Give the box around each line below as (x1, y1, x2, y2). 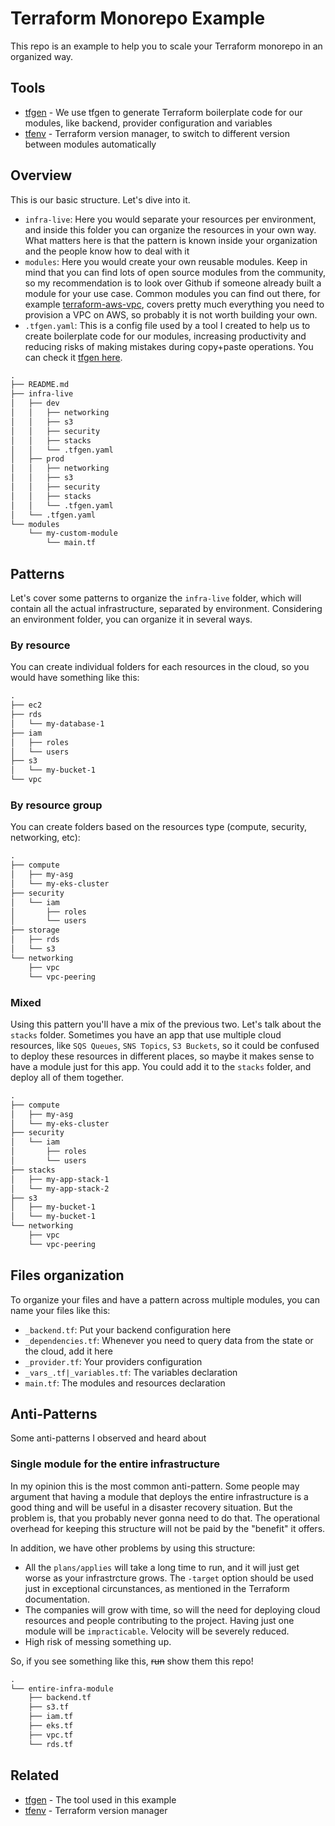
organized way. (10, 50, 74, 62)
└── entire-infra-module (10, 1683, 114, 1694)
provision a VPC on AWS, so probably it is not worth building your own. (24, 308, 318, 321)
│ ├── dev (10, 398, 60, 409)
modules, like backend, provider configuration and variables (24, 117, 273, 129)
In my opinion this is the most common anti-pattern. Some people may (10, 1480, 300, 1492)
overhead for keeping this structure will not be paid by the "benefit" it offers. (10, 1522, 326, 1534)
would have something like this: (10, 672, 140, 684)
